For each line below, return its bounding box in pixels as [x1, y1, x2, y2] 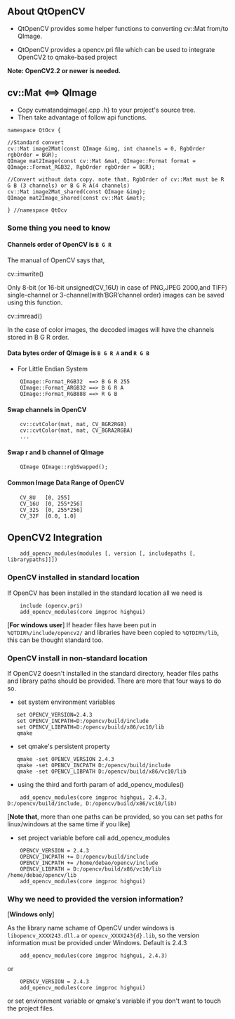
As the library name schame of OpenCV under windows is [7, 924, 175, 933]
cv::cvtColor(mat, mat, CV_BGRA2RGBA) [20, 427, 133, 435]
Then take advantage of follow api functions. [17, 113, 147, 122]
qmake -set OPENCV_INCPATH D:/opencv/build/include [16, 762, 171, 769]
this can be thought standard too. [7, 636, 104, 644]
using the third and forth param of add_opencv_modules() [17, 780, 184, 788]
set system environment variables [17, 698, 116, 706]
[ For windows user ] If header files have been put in [7, 620, 156, 629]
